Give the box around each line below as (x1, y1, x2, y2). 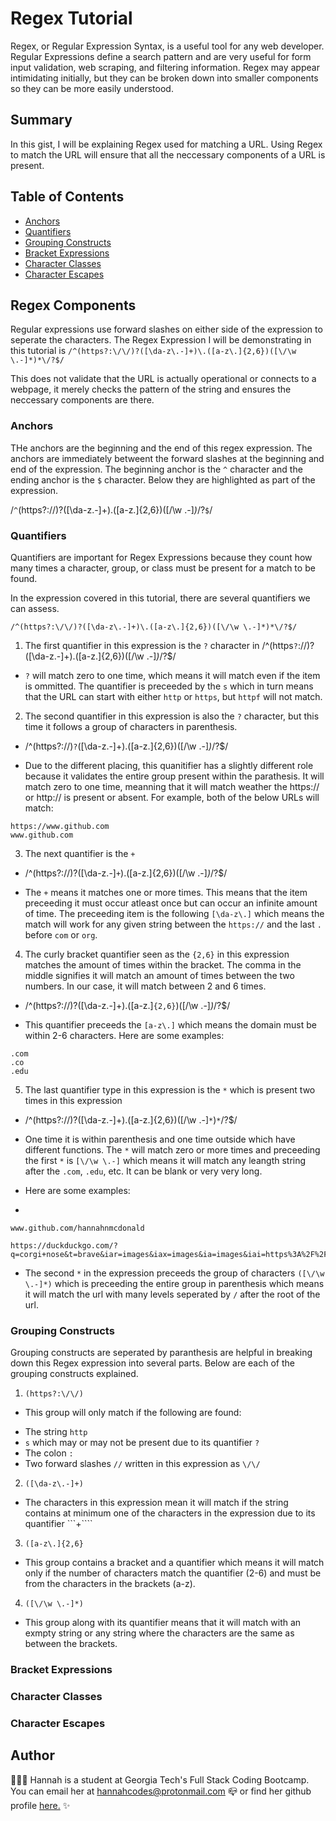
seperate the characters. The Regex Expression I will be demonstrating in (10, 334, 312, 346)
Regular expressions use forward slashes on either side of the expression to (10, 323, 323, 336)
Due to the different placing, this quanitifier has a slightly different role (24, 759, 314, 771)
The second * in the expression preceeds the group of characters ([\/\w (24, 1267, 325, 1279)
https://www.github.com (10, 821, 110, 831)
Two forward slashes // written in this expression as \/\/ (24, 1458, 261, 1470)
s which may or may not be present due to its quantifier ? (24, 1437, 260, 1449)
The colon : (24, 1447, 74, 1459)
